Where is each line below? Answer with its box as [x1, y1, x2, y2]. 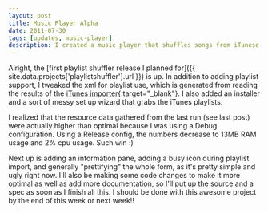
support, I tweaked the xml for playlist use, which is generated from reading [8, 81, 258, 90]
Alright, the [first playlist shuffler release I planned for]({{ [8, 63, 196, 73]
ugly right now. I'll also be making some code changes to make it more [8, 171, 241, 180]
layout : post [8, 11, 52, 20]
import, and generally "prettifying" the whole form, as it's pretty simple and [8, 162, 256, 172]
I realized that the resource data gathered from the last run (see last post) [8, 112, 250, 122]
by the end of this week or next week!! [8, 196, 134, 206]
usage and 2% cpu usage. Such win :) [8, 138, 134, 148]
